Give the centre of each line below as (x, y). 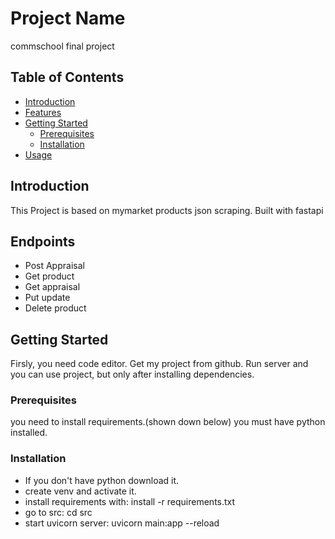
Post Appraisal (54, 266)
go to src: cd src (58, 512)
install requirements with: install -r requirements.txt (130, 501)
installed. (29, 433)
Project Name (68, 18)
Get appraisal (52, 287)
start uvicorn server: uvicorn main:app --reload (122, 523)
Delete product (55, 308)
